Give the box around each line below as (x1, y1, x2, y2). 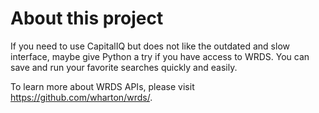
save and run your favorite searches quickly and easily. (10, 61, 238, 73)
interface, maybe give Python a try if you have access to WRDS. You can (10, 50, 310, 62)
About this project (10, 7, 164, 30)
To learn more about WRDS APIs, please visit (10, 80, 195, 92)
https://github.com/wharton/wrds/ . (10, 91, 153, 103)
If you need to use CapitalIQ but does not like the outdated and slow (10, 40, 290, 52)
